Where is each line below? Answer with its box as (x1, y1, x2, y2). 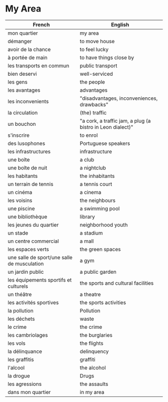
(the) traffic (79, 109, 107, 116)
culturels (7, 283, 28, 290)
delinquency (79, 348, 109, 355)
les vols (7, 339, 26, 346)
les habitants (7, 172, 38, 179)
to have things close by (79, 54, 134, 61)
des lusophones (7, 140, 45, 147)
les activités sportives (7, 299, 59, 306)
